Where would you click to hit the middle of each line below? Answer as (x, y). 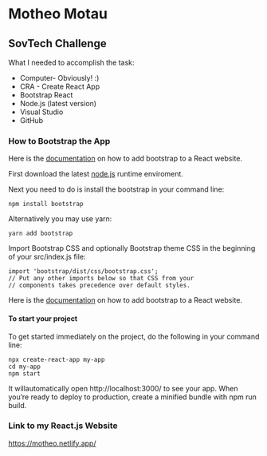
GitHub (31, 120)
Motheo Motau (58, 14)
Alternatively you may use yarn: (60, 219)
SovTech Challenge (57, 44)
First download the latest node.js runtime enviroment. (96, 174)
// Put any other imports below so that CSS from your (101, 279)
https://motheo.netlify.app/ (52, 443)
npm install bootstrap (46, 204)
